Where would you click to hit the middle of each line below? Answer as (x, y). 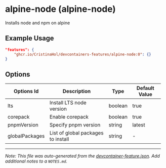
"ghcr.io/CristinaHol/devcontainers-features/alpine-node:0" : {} (83, 54)
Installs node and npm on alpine (38, 23)
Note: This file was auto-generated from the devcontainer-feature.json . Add (83, 156)
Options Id (26, 91)
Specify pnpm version (75, 125)
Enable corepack (69, 117)
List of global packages (76, 133)
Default (145, 88)
